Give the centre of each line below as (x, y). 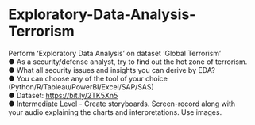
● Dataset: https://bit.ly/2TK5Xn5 (63, 95)
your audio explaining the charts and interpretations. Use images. (115, 112)
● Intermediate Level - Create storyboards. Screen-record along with (122, 104)
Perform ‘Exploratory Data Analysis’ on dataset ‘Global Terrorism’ (115, 53)
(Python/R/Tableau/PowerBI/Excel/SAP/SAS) (81, 87)
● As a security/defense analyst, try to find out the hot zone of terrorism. (128, 62)
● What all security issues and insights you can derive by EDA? (112, 70)
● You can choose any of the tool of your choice (88, 78)
